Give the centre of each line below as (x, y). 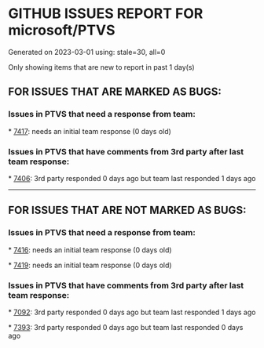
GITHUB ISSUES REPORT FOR (106, 14)
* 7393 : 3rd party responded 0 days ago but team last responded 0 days (126, 327)
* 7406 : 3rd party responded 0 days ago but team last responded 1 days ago (132, 178)
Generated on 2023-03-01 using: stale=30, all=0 (87, 52)
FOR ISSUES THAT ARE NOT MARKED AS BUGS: (127, 210)
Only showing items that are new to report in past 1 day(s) (101, 67)
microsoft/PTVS (62, 30)
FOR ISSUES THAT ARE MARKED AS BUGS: (115, 92)
